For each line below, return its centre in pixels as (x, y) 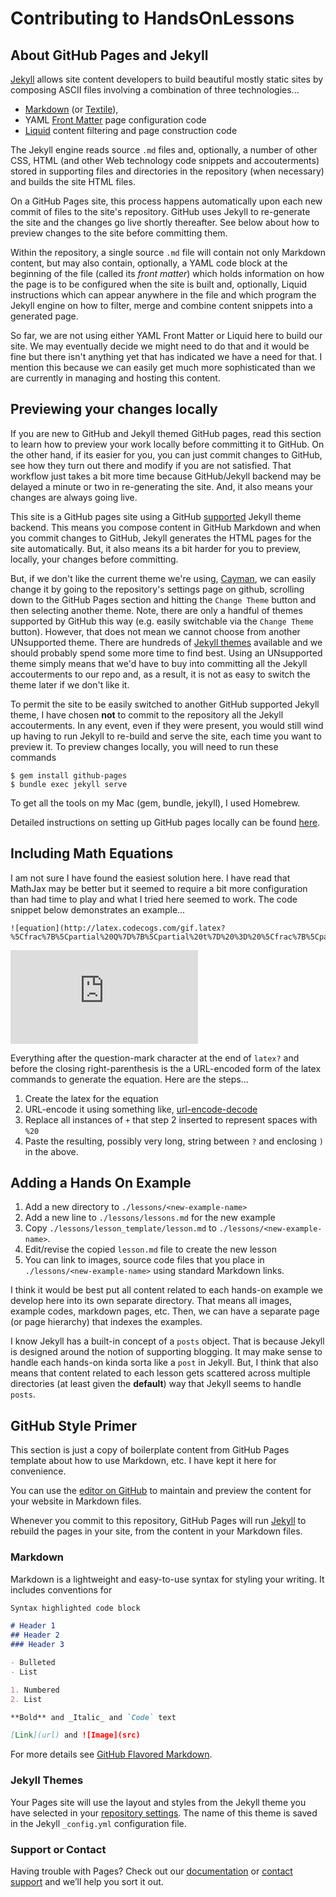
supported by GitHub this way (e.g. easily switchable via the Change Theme (162, 621)
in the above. (51, 1151)
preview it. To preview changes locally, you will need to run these (144, 746)
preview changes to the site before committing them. (119, 233)
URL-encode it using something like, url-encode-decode (141, 1109)
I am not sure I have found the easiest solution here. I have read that (150, 878)
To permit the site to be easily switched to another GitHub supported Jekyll (165, 704)
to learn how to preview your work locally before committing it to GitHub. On (167, 444)
